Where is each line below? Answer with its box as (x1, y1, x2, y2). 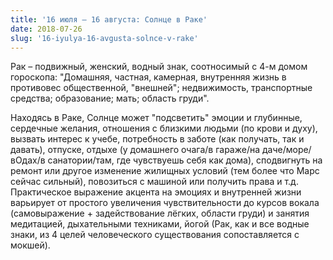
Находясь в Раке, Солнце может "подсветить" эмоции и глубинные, (10, 112, 303, 124)
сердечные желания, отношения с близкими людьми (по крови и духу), (10, 122, 318, 135)
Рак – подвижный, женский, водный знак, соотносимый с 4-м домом (10, 61, 308, 73)
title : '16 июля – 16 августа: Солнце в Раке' (10, 14, 208, 25)
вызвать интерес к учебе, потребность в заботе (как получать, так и (10, 133, 305, 145)
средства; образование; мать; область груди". (10, 92, 210, 105)
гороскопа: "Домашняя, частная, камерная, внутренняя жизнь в (10, 71, 287, 83)
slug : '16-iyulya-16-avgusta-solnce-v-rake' (10, 33, 199, 43)
